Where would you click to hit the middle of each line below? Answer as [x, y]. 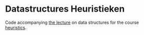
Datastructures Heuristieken [65, 9]
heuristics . [16, 27]
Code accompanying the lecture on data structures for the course [72, 22]
